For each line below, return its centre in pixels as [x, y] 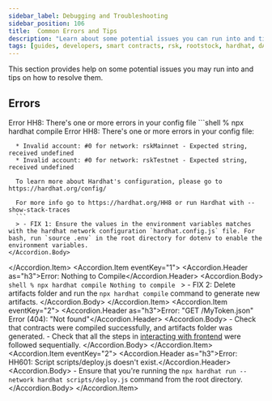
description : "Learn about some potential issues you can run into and [132, 38]
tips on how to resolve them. [56, 78]
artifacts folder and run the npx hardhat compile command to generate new [134, 293]
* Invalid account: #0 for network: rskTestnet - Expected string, [132, 160]
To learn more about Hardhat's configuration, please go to [119, 181]
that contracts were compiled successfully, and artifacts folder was [121, 327]
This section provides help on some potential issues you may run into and [131, 69]
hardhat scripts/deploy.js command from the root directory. [140, 379]
